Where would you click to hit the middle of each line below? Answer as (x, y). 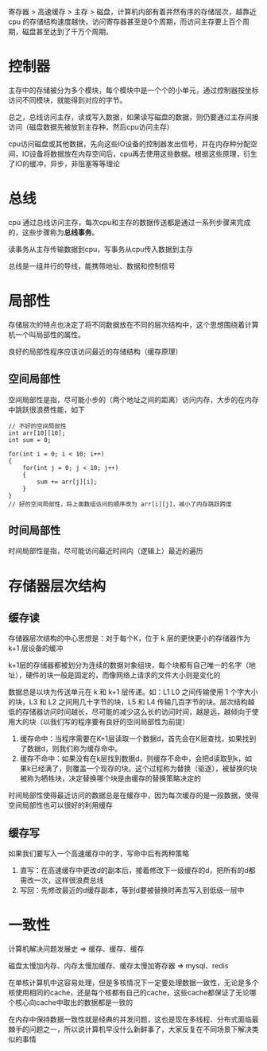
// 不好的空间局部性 (37, 426)
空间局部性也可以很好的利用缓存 (60, 805)
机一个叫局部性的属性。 (46, 334)
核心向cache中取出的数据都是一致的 (74, 1003)
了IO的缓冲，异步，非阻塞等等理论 (64, 163)
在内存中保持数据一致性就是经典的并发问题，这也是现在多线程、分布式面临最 (133, 1019)
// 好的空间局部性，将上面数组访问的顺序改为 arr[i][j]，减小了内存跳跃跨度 (120, 504)
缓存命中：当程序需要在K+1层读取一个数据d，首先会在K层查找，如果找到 (138, 739)
